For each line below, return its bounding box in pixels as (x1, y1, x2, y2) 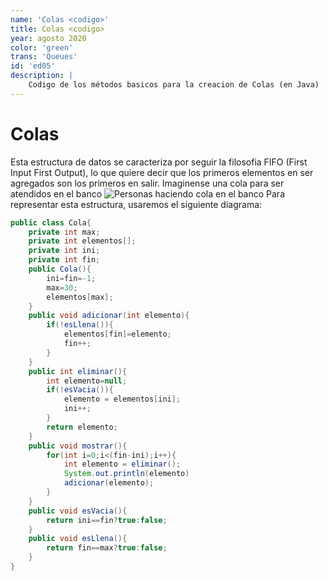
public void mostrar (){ (28, 441, 128, 451)
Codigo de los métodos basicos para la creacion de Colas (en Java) (28, 80, 320, 90)
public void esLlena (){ (28, 534, 128, 544)
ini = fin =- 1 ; (46, 273, 97, 283)
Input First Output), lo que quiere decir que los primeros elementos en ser (10, 166, 314, 178)
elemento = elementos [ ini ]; (63, 394, 182, 405)
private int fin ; (28, 255, 101, 265)
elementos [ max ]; (46, 292, 114, 302)
